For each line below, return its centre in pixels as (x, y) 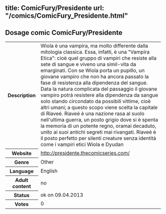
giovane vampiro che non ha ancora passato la (95, 77)
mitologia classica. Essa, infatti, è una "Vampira (95, 52)
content (21, 186)
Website (22, 153)
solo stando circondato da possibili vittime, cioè (96, 102)
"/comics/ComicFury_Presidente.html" (67, 16)
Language (21, 171)
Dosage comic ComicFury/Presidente (64, 32)
